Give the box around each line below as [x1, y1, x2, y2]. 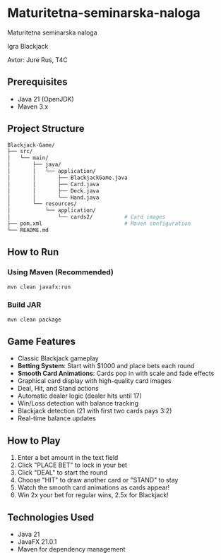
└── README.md [7, 226, 49, 233]
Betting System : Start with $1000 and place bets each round [17, 362, 195, 370]
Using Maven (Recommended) [7, 267, 114, 277]
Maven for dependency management [17, 544, 126, 553]
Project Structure [7, 123, 85, 135]
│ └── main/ [7, 154, 49, 162]
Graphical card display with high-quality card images [17, 377, 172, 385]
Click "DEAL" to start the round [17, 468, 108, 477]
